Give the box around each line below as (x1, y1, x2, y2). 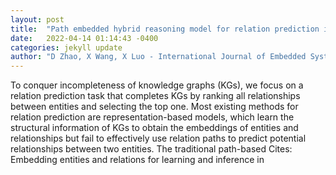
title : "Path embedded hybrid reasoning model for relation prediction (10, 24, 320, 34)
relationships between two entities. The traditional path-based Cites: (10, 143, 293, 155)
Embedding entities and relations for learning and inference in (10, 154, 265, 166)
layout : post (10, 14, 65, 25)
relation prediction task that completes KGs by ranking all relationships (10, 90, 301, 102)
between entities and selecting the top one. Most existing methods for (10, 101, 299, 113)
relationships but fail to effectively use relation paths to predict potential (10, 132, 307, 145)
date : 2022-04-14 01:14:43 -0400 (10, 33, 159, 43)
